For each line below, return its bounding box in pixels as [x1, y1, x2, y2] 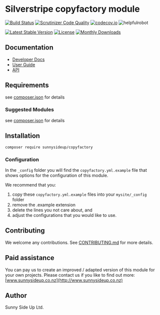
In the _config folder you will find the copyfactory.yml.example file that [5, 167, 147, 173]
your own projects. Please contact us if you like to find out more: [5, 272, 136, 278]
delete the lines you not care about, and [12, 207, 93, 213]
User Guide [12, 61, 35, 67]
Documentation [5, 43, 54, 52]
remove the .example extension [12, 202, 76, 208]
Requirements [5, 81, 49, 89]
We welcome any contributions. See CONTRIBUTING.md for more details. [5, 239, 153, 245]
